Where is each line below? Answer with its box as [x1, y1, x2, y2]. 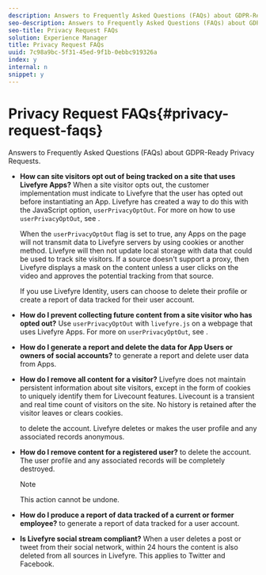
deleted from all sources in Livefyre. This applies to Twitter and [19, 550, 226, 560]
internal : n [8, 63, 47, 71]
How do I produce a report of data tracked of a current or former [19, 510, 234, 520]
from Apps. [19, 359, 57, 368]
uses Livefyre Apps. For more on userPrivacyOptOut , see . [19, 326, 208, 337]
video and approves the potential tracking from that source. [19, 271, 214, 280]
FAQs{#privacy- [121, 105, 230, 123]
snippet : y [8, 70, 44, 78]
